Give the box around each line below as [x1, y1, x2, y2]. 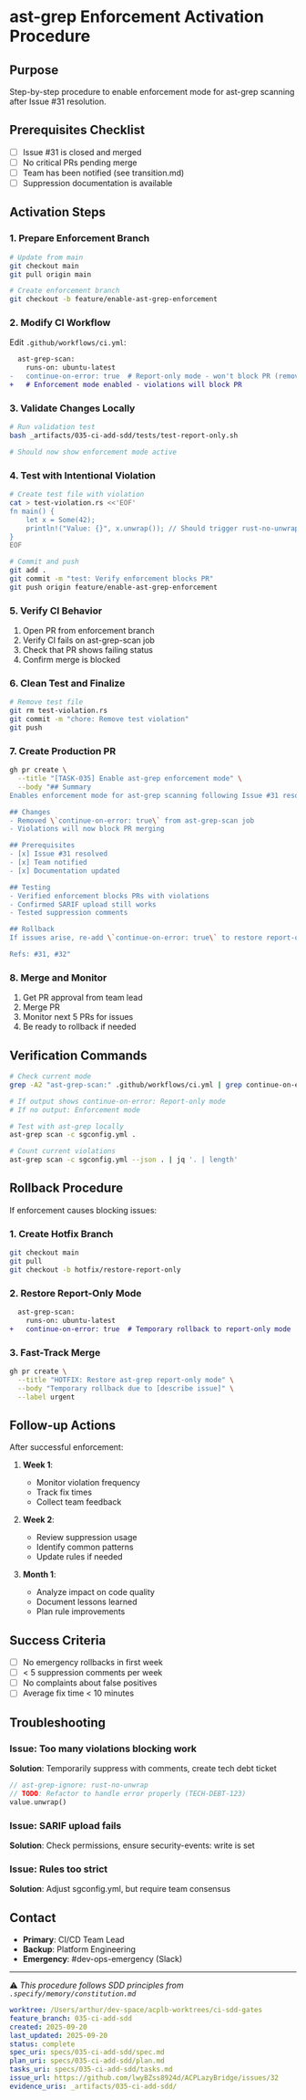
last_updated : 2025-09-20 [9, 2031, 107, 2040]
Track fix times [36, 1486, 93, 1498]
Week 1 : [22, 1459, 53, 1471]
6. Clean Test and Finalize [9, 677, 126, 689]
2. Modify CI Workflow [9, 317, 111, 330]
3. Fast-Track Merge [9, 1346, 101, 1359]
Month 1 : [22, 1569, 56, 1580]
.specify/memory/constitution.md [9, 1990, 137, 1999]
